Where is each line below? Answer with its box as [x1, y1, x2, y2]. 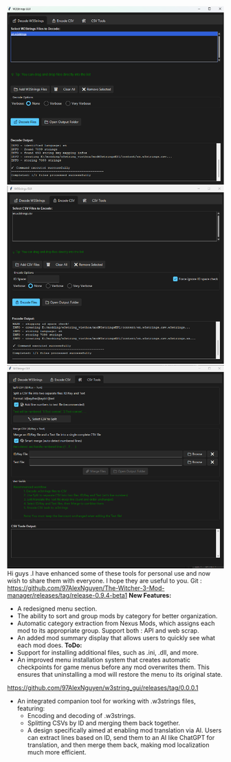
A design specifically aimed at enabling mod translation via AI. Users [27, 726, 222, 734]
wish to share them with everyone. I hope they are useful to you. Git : [7, 576, 202, 585]
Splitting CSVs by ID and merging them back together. [27, 719, 181, 727]
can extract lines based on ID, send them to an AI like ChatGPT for [27, 733, 215, 741]
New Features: [129, 591, 172, 599]
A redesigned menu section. [16, 605, 98, 613]
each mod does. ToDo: [16, 641, 82, 649]
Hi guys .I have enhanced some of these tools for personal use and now [7, 569, 211, 577]
